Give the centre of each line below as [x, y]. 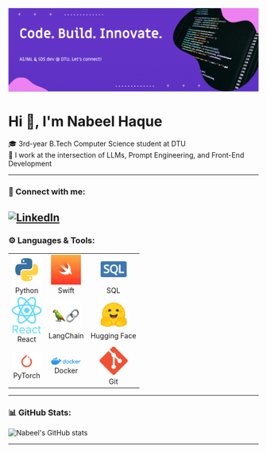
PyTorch [27, 376]
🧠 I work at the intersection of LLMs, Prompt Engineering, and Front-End [126, 155]
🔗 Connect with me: [47, 192]
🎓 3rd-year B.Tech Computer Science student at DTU [97, 144]
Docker [66, 370]
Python [27, 290]
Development [30, 164]
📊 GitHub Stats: [40, 412]
